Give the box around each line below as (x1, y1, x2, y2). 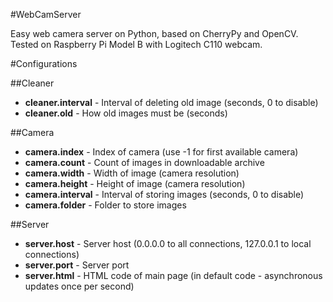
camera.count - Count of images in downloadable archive (24, 157, 265, 168)
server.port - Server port (24, 259, 130, 271)
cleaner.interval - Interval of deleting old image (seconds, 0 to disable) (24, 97, 319, 108)
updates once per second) (24, 280, 135, 292)
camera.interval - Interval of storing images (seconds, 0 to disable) (24, 189, 305, 200)
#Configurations (10, 58, 78, 69)
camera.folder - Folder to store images (24, 199, 187, 211)
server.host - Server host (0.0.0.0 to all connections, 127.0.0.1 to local (24, 238, 312, 249)
